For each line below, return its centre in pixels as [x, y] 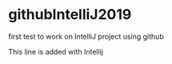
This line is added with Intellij [56, 51]
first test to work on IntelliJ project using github [86, 36]
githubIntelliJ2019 [70, 15]
